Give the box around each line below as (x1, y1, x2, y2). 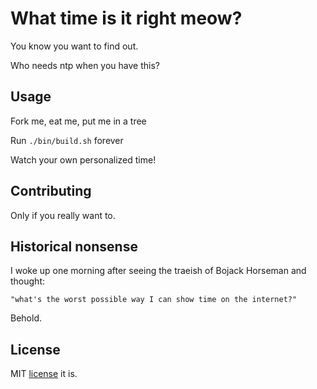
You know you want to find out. (10, 40, 139, 52)
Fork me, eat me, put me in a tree (10, 115, 147, 127)
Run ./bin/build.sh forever (10, 134, 124, 146)
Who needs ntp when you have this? (10, 59, 160, 71)
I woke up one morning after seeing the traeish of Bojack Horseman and (10, 265, 307, 277)
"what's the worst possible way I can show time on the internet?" (10, 295, 298, 305)
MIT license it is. (10, 368, 78, 380)
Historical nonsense (10, 238, 138, 255)
